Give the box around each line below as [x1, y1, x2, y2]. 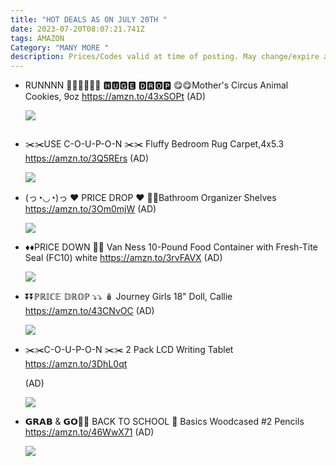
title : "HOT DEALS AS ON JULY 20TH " [10, 14, 168, 25]
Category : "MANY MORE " [10, 42, 110, 53]
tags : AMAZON [10, 33, 65, 43]
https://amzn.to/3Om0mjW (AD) [24, 203, 157, 215]
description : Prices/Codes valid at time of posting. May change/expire [10, 52, 320, 62]
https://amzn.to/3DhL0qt [24, 358, 128, 370]
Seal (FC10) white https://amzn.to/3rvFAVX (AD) [24, 252, 223, 264]
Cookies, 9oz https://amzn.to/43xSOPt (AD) [24, 91, 206, 103]
